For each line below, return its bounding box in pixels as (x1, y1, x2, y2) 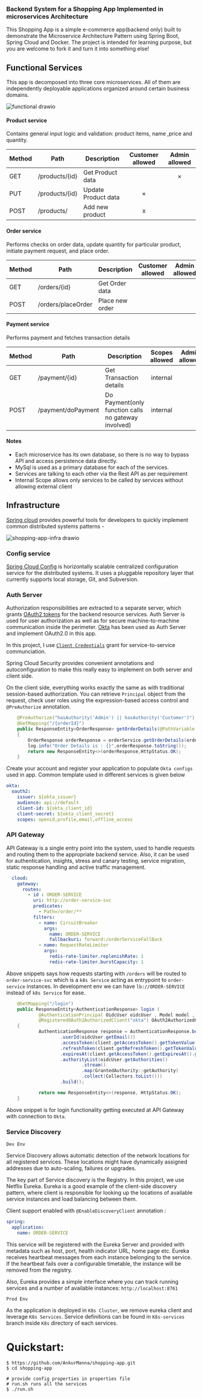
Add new (83, 203, 109, 212)
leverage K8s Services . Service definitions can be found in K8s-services (6, 1313, 185, 1320)
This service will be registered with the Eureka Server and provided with (6, 1240, 185, 1248)
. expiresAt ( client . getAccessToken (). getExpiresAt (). (60, 1051, 195, 1057)
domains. (6, 91, 29, 99)
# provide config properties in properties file (6, 1376, 130, 1382)
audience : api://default (17, 799, 79, 806)
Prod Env (6, 1296, 28, 1302)
